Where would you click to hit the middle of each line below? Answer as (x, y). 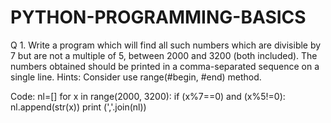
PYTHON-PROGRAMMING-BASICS (158, 17)
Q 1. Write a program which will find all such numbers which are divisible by (166, 45)
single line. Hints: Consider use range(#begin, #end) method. (136, 77)
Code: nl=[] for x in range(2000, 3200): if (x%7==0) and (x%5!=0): (148, 96)
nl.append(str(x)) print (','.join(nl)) (78, 107)
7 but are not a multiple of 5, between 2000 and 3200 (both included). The (164, 55)
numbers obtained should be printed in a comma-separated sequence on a (165, 66)
